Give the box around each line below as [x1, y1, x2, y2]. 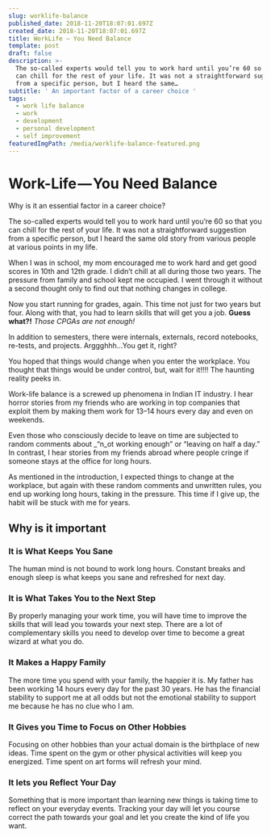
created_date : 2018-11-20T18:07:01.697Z [8, 27, 147, 35]
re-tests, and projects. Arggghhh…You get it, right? [8, 341, 177, 351]
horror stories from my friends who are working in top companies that [8, 397, 240, 408]
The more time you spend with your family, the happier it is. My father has [8, 675, 254, 685]
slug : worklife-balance [8, 11, 89, 20]
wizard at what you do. [8, 637, 85, 646]
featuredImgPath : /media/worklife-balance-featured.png [8, 139, 200, 148]
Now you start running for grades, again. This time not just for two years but [8, 300, 261, 309]
